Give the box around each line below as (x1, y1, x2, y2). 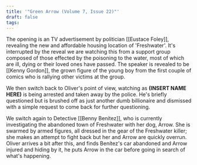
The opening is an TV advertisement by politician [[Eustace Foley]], (6, 36, 169, 43)
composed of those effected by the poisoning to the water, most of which (6, 54, 184, 62)
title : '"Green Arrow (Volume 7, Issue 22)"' (6, 8, 119, 15)
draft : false (6, 14, 38, 20)
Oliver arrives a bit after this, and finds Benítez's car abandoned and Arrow (6, 140, 188, 147)
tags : (6, 19, 19, 25)
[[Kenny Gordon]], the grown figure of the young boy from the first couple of (6, 67, 192, 74)
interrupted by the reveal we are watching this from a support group (6, 48, 171, 55)
